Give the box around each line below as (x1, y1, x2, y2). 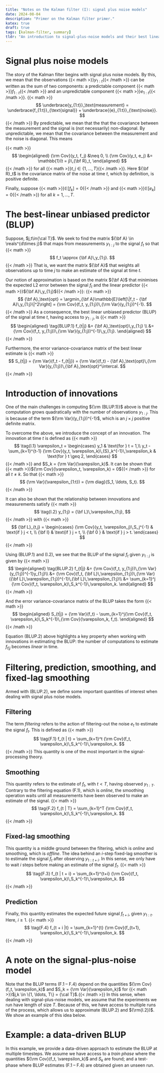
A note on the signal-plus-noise (5, 955, 137, 966)
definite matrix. (5, 421, 36, 427)
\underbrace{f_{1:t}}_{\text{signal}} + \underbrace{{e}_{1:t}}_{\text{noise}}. (7, 107, 158, 113)
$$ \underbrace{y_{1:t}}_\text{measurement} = (36, 102, 129, 108)
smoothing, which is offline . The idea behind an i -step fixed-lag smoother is (5, 850, 158, 856)
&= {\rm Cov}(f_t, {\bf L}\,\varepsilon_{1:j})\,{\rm (49, 571, 146, 577)
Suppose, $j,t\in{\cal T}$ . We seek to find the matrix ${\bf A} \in (5, 235, 134, 242)
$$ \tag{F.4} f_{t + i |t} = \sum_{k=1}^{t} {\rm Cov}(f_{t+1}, (24, 925, 141, 930)
